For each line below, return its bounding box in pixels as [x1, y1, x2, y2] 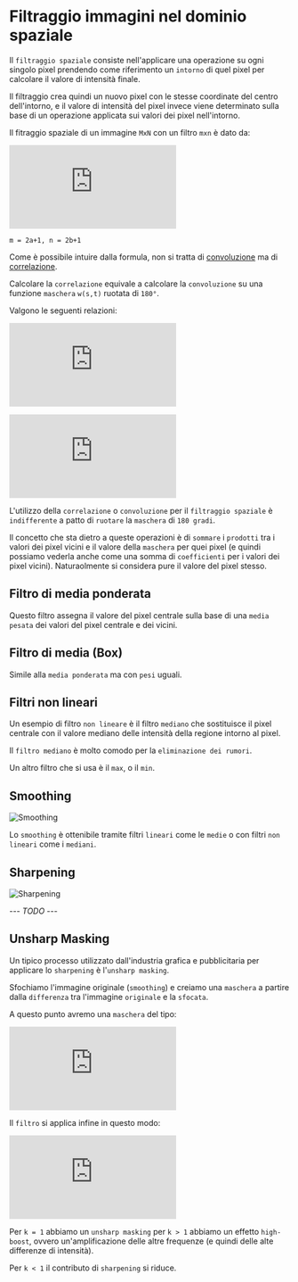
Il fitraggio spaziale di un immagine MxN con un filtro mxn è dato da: [9, 127, 251, 137]
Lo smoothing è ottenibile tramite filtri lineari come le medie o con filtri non [9, 830, 280, 840]
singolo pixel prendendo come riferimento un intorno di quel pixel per [9, 64, 265, 75]
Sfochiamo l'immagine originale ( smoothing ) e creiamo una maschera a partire [9, 981, 290, 992]
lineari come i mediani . [9, 839, 97, 849]
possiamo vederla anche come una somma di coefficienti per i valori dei [9, 550, 280, 561]
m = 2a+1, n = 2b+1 [9, 236, 82, 244]
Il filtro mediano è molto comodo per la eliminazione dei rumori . [9, 745, 253, 756]
